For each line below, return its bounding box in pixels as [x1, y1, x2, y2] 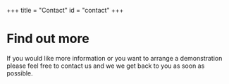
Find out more [6, 31, 89, 47]
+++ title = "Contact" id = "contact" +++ [6, 6, 124, 14]
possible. [6, 68, 33, 77]
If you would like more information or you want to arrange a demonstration [6, 54, 223, 62]
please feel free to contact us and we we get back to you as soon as [6, 61, 205, 70]
